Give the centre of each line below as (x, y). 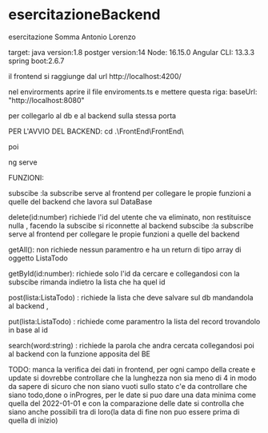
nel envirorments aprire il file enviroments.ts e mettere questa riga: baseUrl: (133, 91)
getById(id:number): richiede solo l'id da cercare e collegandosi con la (124, 273)
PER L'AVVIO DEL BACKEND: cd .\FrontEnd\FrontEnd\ (96, 131)
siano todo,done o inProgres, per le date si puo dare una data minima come (132, 395)
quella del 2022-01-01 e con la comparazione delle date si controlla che (126, 403)
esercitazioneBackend (85, 15)
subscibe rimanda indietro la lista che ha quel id (87, 282)
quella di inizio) (33, 420)
